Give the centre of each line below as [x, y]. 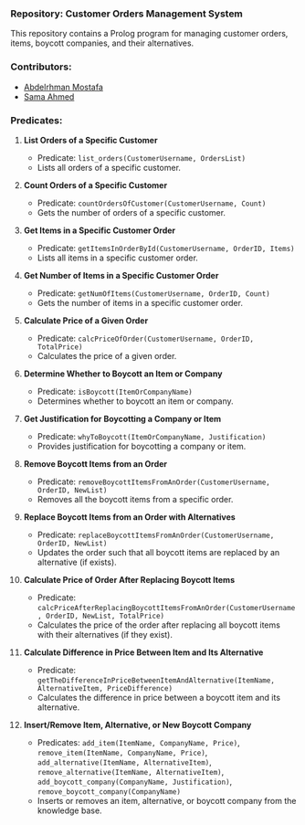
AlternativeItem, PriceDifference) [105, 688]
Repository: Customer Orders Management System [126, 14]
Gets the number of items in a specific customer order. [140, 302]
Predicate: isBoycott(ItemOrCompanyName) [115, 391]
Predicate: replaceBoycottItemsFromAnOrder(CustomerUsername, [156, 534]
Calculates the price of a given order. [107, 355]
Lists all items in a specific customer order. [118, 258]
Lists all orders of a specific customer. [109, 167]
